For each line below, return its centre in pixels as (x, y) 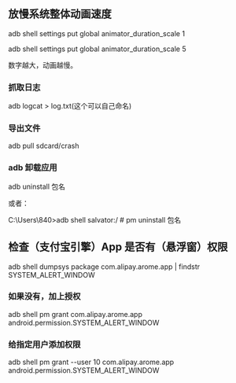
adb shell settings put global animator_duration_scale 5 (97, 49)
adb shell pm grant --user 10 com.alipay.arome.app (91, 362)
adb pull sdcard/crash (44, 146)
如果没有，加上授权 (44, 296)
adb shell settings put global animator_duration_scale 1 (97, 33)
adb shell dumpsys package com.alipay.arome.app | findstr (104, 267)
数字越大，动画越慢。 (42, 64)
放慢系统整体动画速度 (60, 14)
